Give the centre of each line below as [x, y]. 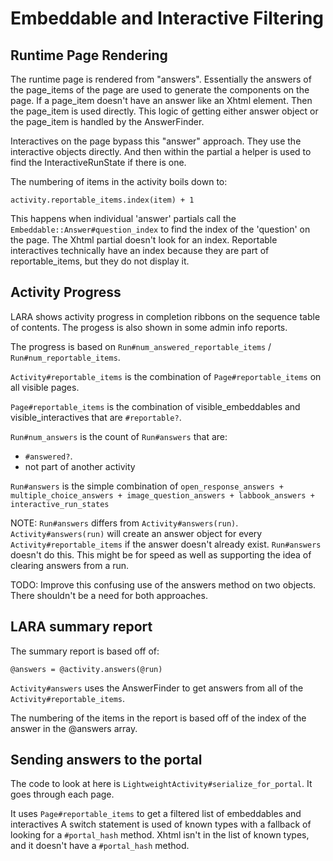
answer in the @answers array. [74, 728]
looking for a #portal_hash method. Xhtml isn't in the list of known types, [160, 835]
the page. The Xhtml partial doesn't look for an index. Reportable [144, 240]
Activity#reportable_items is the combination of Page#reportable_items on [166, 376]
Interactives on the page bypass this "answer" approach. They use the [156, 141]
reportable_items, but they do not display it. [100, 261]
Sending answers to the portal [106, 760]
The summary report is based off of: [85, 651]
